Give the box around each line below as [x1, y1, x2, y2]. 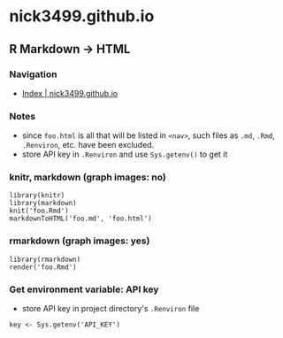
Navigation [9, 68, 57, 81]
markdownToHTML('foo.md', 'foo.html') [9, 214, 152, 223]
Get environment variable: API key [9, 283, 159, 296]
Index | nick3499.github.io [21, 88, 119, 98]
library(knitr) [9, 191, 65, 200]
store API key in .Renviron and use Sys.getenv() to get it [21, 149, 228, 160]
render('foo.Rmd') [9, 263, 77, 272]
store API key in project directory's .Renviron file [21, 303, 200, 314]
